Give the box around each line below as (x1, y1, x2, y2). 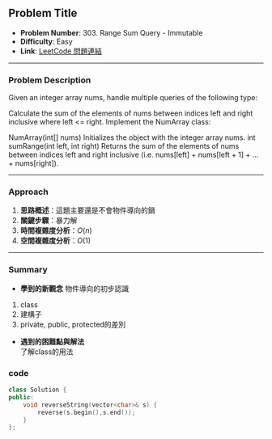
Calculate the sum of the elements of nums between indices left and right (8, 108, 253, 118)
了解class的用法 (19, 347, 74, 357)
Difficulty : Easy (19, 36, 73, 46)
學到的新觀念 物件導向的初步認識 (19, 283, 130, 293)
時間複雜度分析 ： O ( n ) (19, 226, 93, 235)
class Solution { (8, 386, 67, 394)
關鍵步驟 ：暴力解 (19, 216, 78, 226)
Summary (8, 264, 49, 276)
